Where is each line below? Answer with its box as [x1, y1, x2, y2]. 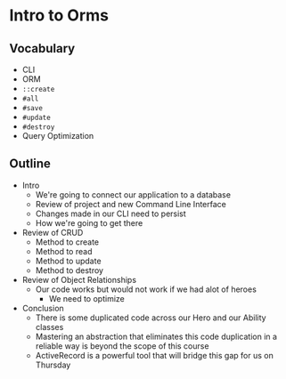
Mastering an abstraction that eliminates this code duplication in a [35, 331, 278, 342]
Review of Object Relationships [21, 274, 136, 285]
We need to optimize [48, 293, 125, 303]
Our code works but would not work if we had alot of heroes [35, 284, 257, 294]
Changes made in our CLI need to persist [35, 208, 187, 219]
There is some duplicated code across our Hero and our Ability [35, 312, 266, 323]
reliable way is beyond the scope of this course [35, 340, 209, 351]
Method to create [35, 237, 100, 247]
